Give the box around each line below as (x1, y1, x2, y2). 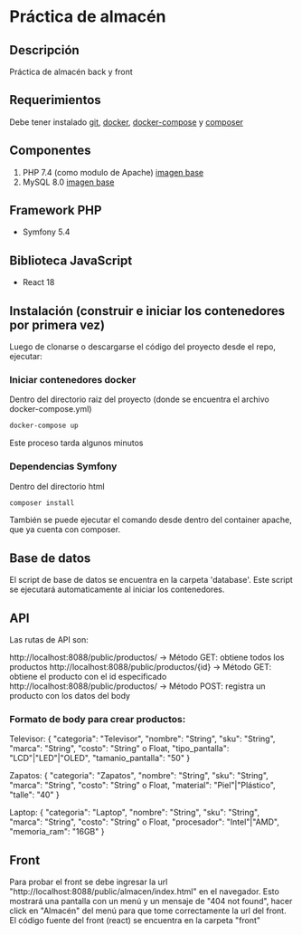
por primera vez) (9, 317, 106, 332)
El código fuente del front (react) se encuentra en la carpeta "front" (9, 915, 260, 926)
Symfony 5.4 (22, 226, 71, 237)
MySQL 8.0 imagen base (22, 177, 115, 187)
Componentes (9, 143, 92, 158)
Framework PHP (9, 203, 102, 218)
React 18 (22, 277, 55, 288)
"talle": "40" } (9, 789, 61, 800)
